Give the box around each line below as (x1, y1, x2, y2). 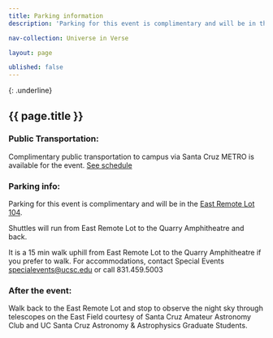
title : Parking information (8, 11, 104, 20)
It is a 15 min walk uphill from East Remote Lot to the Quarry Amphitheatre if (8, 248, 262, 258)
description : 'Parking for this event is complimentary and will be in (8, 19, 256, 28)
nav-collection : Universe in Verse (8, 34, 129, 42)
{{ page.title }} (8, 109, 84, 122)
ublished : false (8, 63, 63, 71)
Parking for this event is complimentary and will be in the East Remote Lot (8, 199, 255, 209)
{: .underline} (8, 86, 53, 96)
